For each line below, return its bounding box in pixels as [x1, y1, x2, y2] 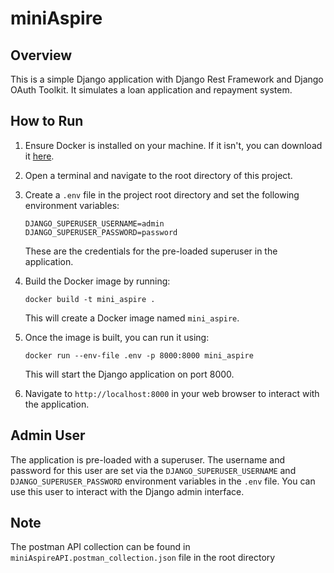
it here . [24, 150, 55, 162]
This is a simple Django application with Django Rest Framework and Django [10, 73, 324, 85]
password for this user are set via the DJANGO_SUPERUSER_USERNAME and [10, 464, 297, 476]
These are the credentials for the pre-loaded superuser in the [24, 245, 278, 257]
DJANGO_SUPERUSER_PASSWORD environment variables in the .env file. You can [10, 475, 316, 487]
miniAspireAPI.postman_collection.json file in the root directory [10, 552, 276, 564]
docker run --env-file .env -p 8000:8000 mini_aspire [24, 350, 254, 361]
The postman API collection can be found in [10, 541, 191, 553]
